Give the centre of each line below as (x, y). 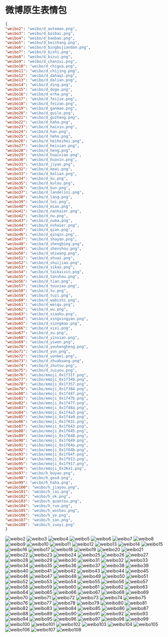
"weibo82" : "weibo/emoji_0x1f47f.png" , (47, 403)
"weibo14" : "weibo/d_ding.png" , (39, 85)
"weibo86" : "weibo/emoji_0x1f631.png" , (47, 422)
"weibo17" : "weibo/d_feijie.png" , (41, 99)
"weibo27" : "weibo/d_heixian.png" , (42, 146)
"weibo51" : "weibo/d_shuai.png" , (40, 258)
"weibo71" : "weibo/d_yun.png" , (38, 352)
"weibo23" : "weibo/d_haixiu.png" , (41, 127)
